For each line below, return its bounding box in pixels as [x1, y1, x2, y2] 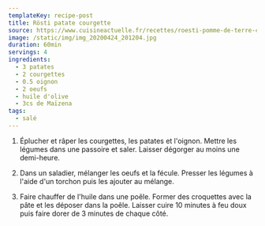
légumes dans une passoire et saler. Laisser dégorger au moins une [19, 144, 241, 154]
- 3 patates [15, 63, 55, 71]
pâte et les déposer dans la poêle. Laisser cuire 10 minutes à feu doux [19, 200, 247, 209]
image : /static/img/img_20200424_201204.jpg [8, 33, 157, 42]
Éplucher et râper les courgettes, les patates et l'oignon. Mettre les [19, 136, 237, 145]
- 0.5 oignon [15, 77, 58, 85]
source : [8, 26, 34, 34]
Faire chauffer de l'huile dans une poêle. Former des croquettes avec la [19, 191, 252, 202]
